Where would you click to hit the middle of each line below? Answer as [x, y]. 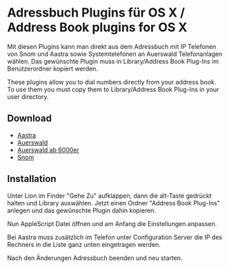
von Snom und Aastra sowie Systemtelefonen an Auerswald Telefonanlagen [115, 54]
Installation [32, 179]
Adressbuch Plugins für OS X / [96, 13]
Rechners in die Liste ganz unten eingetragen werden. [84, 244]
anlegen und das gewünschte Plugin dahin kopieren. [82, 210]
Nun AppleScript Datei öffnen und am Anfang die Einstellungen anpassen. [112, 223]
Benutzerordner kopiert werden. [53, 68]
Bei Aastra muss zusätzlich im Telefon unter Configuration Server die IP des [115, 237]
